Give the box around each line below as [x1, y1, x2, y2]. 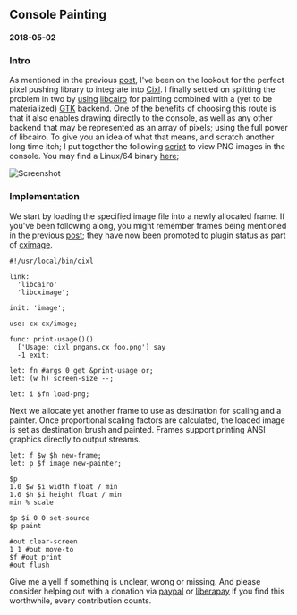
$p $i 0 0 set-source [9, 513, 90, 522]
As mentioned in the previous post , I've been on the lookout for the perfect [9, 75, 284, 86]
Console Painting [9, 7, 107, 22]
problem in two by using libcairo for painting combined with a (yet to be [9, 94, 273, 105]
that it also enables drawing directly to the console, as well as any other [9, 113, 273, 123]
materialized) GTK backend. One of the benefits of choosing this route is [9, 103, 276, 114]
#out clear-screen [9, 536, 78, 546]
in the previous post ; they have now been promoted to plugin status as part [9, 230, 286, 240]
